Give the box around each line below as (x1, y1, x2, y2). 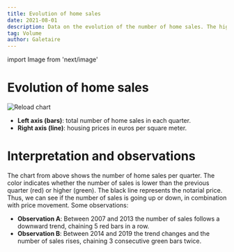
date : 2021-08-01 (7, 17, 58, 24)
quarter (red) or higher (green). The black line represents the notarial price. (7, 186, 223, 194)
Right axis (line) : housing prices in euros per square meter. (17, 124, 187, 133)
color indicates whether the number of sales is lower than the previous (7, 179, 210, 187)
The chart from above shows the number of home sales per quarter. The (7, 172, 215, 179)
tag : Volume (7, 29, 42, 37)
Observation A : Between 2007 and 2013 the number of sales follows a (17, 214, 220, 223)
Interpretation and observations (7, 148, 196, 164)
